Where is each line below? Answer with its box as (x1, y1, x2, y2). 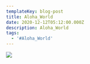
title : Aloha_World (6, 14, 53, 20)
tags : (6, 30, 19, 36)
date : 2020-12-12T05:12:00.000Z (6, 19, 84, 25)
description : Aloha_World (6, 24, 69, 31)
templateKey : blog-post (6, 8, 64, 15)
